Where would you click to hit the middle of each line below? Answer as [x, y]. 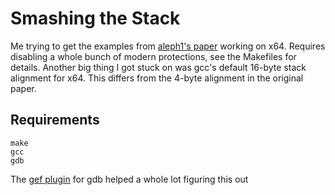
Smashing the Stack [95, 18]
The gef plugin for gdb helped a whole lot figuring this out [129, 179]
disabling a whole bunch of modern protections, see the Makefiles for [153, 56]
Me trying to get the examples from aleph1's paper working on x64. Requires [168, 46]
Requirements [55, 120]
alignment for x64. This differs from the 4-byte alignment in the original [157, 78]
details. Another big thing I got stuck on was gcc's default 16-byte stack [158, 67]
